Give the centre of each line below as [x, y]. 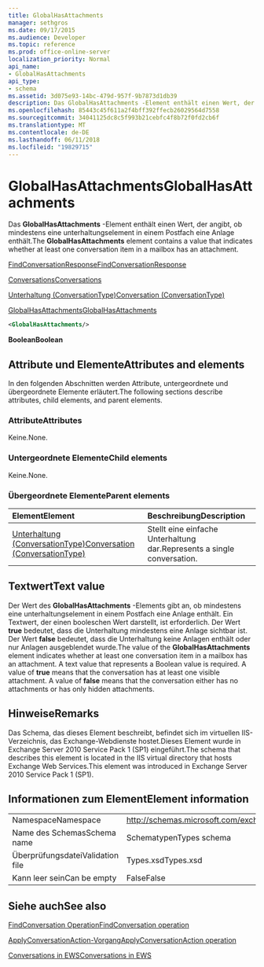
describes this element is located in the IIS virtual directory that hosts [120, 757]
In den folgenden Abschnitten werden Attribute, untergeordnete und [118, 383]
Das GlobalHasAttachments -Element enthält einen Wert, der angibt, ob [125, 224]
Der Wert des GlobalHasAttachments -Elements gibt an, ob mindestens [125, 605]
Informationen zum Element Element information [128, 799]
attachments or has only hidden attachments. [81, 689]
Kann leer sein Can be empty [64, 878]
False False [146, 878]
